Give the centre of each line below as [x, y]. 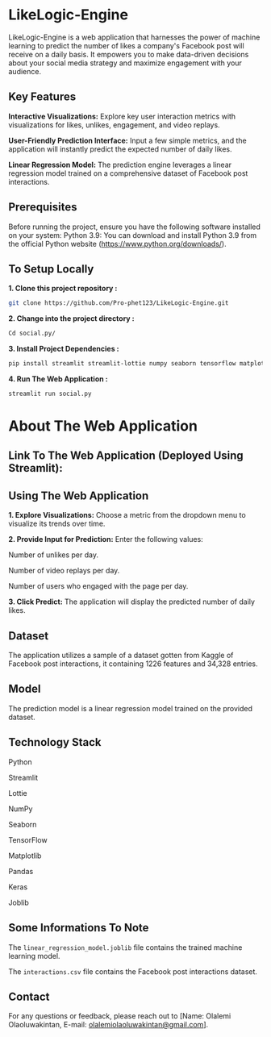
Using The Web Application [79, 496]
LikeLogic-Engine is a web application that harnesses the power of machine [134, 37]
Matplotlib [25, 856]
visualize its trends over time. [57, 524]
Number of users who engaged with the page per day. [98, 586]
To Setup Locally [51, 269]
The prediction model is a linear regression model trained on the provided [130, 708]
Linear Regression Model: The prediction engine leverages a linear [120, 165]
